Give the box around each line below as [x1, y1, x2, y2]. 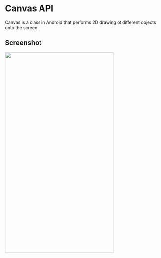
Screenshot [5, 39, 42, 47]
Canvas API [5, 3, 53, 14]
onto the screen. [5, 24, 39, 30]
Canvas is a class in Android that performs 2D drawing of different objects [5, 19, 157, 25]
